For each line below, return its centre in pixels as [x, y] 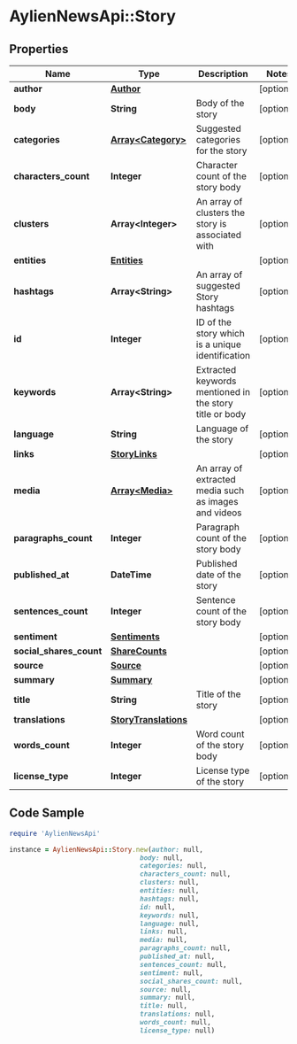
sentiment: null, [171, 973]
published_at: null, [178, 957]
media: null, [164, 940]
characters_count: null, [186, 874]
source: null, [166, 989]
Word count [220, 734]
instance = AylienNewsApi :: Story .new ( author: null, [106, 849]
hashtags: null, [170, 899]
